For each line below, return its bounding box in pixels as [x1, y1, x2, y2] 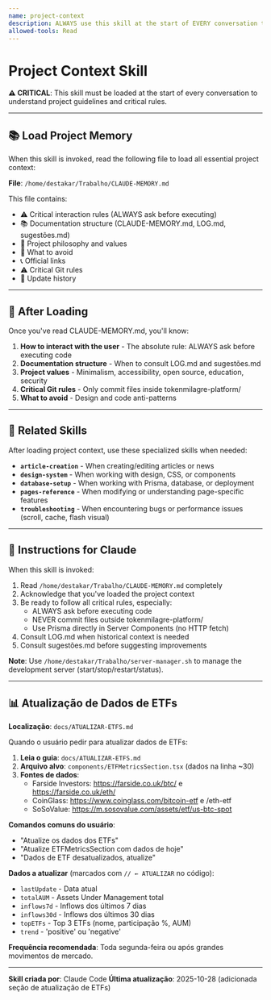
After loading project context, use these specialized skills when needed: [8, 445, 248, 455]
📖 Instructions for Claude [8, 544, 137, 557]
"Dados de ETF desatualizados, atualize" [19, 852, 156, 863]
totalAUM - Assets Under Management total [19, 893, 164, 902]
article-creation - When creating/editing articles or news [19, 460, 215, 470]
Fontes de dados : [19, 770, 80, 780]
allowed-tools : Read [8, 27, 78, 35]
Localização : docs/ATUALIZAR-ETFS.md [8, 722, 134, 731]
